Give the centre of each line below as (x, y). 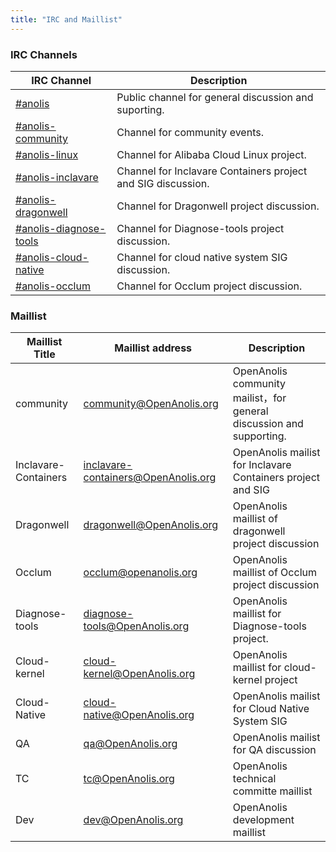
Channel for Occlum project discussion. (209, 286)
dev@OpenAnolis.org (133, 820)
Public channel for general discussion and (215, 97)
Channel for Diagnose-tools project (200, 228)
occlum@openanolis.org (140, 573)
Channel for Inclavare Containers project (212, 171)
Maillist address (153, 348)
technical (254, 779)
